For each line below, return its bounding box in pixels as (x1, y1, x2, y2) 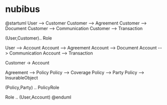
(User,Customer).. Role (5, 35, 52, 41)
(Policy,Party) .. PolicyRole (5, 84, 59, 90)
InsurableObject (5, 74, 38, 80)
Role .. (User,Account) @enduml (5, 94, 71, 100)
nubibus (5, 3, 40, 15)
